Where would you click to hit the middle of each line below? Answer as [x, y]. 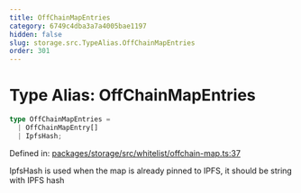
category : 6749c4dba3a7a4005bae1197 [78, 26]
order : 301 [30, 51]
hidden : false [36, 34]
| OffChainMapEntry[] [58, 127]
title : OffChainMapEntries [60, 18]
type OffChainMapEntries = [60, 119]
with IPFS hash [37, 180]
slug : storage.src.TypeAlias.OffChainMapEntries [102, 43]
